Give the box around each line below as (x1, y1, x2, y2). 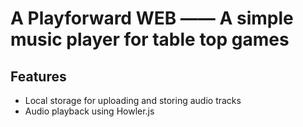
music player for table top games (10, 28, 290, 51)
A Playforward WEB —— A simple (10, 7, 294, 30)
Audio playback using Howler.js (24, 105, 155, 117)
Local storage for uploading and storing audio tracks (24, 95, 242, 106)
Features (10, 68, 67, 85)
